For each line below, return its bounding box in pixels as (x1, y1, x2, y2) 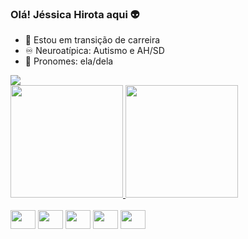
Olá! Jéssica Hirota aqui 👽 (10, 7, 140, 21)
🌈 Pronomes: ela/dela (24, 55, 114, 67)
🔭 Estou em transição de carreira (24, 34, 161, 46)
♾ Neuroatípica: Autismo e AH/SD (24, 45, 165, 57)
